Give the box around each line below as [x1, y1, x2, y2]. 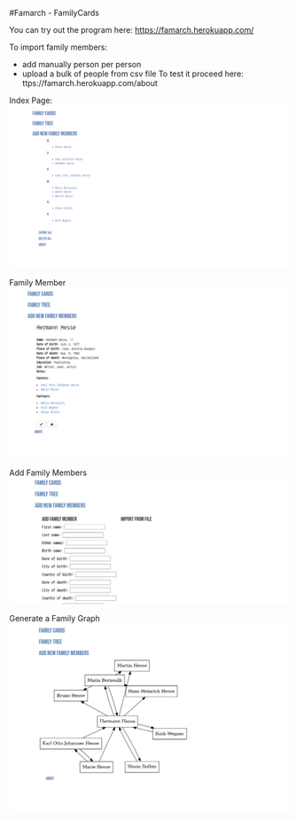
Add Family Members [9, 467, 87, 478]
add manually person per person [21, 59, 142, 69]
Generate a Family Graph [9, 613, 100, 623]
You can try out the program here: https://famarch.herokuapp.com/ [9, 25, 254, 35]
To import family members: [9, 42, 108, 52]
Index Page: [9, 95, 53, 105]
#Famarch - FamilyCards [9, 8, 100, 18]
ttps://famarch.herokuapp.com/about [21, 78, 158, 88]
